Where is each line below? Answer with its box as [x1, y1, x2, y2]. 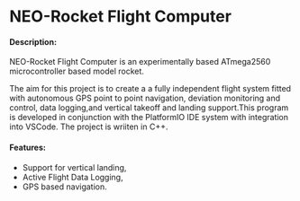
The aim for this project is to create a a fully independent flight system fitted [9, 83, 291, 94]
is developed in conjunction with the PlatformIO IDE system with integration [9, 112, 289, 123]
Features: [9, 142, 47, 153]
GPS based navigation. [22, 181, 108, 192]
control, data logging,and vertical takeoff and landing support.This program [9, 102, 289, 113]
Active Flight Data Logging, [22, 171, 123, 182]
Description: [9, 36, 57, 47]
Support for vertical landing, [22, 162, 127, 172]
